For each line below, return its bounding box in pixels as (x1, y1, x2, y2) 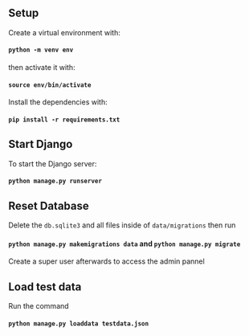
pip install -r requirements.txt (8, 116, 120, 124)
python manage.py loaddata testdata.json (8, 319, 149, 328)
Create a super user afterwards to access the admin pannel (8, 256, 205, 266)
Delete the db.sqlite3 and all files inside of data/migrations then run (8, 220, 236, 230)
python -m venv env (8, 46, 74, 55)
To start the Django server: (8, 158, 97, 168)
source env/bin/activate (8, 80, 92, 89)
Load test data (8, 280, 82, 293)
